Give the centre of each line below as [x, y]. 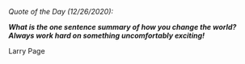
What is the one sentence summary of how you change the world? [122, 27]
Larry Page [27, 51]
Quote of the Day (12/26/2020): [61, 12]
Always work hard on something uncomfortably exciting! [106, 36]
